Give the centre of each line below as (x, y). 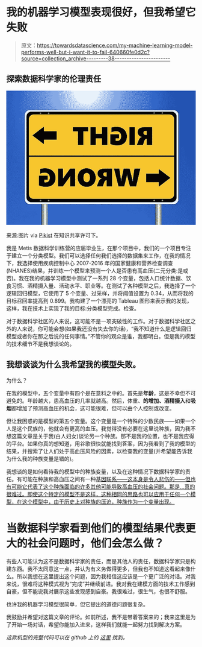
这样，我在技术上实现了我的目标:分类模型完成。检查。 (73, 308)
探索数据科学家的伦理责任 (54, 79)
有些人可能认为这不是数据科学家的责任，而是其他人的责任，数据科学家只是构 (101, 561)
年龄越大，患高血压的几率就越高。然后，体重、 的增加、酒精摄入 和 (109, 400)
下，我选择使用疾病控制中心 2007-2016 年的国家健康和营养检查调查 (90, 263)
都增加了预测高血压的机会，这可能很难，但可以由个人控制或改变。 (93, 408)
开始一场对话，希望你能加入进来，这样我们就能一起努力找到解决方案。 (98, 624)
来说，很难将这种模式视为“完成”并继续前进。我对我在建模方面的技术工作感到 (101, 584)
